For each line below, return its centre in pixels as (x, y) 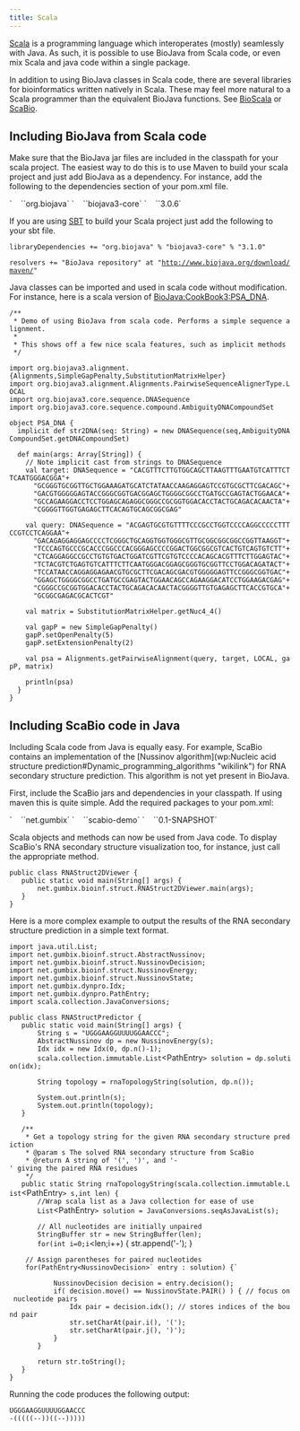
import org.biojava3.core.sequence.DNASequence (100, 400)
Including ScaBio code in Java (95, 725)
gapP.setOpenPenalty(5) (70, 635)
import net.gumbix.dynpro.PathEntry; (80, 994)
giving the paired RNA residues (78, 1169)
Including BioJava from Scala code (108, 137)
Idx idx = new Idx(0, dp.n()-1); (100, 1049)
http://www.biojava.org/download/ (226, 263)
